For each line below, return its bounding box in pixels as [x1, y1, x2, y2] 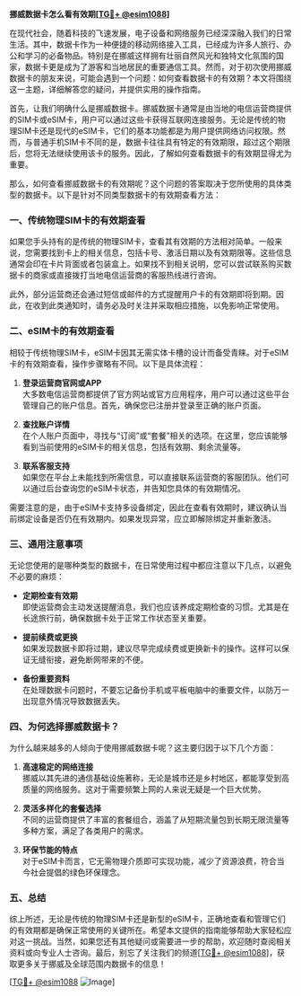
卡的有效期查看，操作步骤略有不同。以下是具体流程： [9, 358, 206, 369]
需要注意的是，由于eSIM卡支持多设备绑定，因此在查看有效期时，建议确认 [9, 502, 279, 513]
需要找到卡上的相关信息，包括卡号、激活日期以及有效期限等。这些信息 [32, 247, 292, 259]
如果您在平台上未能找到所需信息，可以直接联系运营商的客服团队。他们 [21, 472, 282, 482]
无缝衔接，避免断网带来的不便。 [30, 654, 149, 665]
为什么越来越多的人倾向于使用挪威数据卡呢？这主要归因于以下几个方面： [9, 743, 276, 754]
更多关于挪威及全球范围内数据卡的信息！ [16, 958, 167, 969]
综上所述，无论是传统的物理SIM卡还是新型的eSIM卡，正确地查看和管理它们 [9, 913, 286, 924]
